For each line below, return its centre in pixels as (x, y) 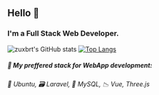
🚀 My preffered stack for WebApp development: (80, 66)
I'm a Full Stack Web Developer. (63, 34)
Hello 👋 (24, 13)
